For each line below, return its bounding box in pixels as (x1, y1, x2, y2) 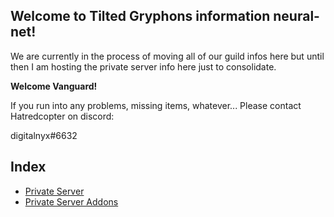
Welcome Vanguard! (10, 80, 98, 92)
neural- (273, 8, 320, 25)
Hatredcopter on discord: (10, 110, 115, 122)
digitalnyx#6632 (10, 129, 78, 141)
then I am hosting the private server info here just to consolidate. (10, 60, 277, 73)
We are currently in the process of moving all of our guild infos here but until (10, 50, 325, 62)
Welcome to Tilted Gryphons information (10, 8, 271, 25)
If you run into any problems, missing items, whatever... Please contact (10, 99, 302, 111)
